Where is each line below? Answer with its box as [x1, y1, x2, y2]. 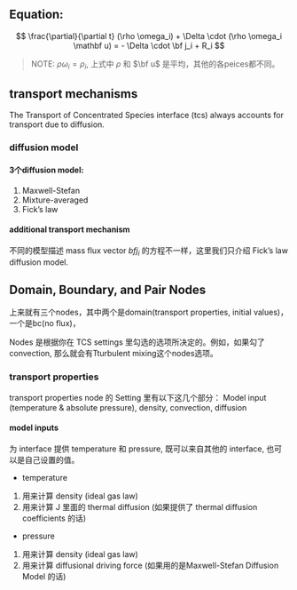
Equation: [9, 7, 64, 22]
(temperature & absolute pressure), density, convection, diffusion [9, 402, 247, 412]
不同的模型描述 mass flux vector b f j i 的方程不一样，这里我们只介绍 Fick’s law [9, 244, 288, 258]
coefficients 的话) [21, 513, 87, 523]
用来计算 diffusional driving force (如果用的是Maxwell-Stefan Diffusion [21, 560, 279, 570]
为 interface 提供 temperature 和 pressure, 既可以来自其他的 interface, [9, 443, 264, 454]
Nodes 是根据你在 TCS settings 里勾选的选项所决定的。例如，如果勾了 [9, 337, 265, 347]
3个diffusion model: [9, 164, 84, 175]
